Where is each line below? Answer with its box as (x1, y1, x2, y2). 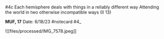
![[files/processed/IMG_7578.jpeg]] (5, 28, 77, 34)
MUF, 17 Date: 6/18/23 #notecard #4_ (5, 19, 82, 24)
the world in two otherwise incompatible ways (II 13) (5, 9, 111, 15)
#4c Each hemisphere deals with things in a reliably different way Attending (5, 4, 160, 10)
